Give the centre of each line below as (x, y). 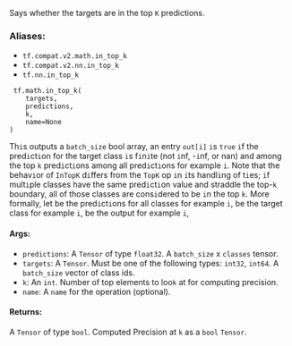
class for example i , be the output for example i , (99, 213)
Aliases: (28, 36)
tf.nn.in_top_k (51, 75)
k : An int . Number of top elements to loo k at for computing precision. (150, 282)
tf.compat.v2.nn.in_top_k (70, 66)
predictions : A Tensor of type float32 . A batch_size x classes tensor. (150, 253)
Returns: (26, 312)
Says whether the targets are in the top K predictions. (107, 13)
